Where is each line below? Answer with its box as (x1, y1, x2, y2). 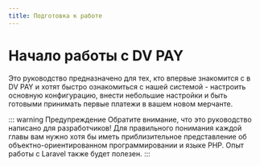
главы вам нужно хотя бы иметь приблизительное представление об (8, 131, 247, 141)
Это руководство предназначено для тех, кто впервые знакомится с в (8, 73, 251, 83)
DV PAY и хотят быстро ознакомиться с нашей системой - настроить (8, 81, 246, 91)
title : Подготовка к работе (8, 11, 103, 20)
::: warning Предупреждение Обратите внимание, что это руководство (8, 114, 252, 124)
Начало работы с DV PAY (8, 46, 184, 64)
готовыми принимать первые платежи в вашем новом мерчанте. (8, 98, 233, 109)
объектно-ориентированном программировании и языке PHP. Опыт (8, 140, 244, 150)
